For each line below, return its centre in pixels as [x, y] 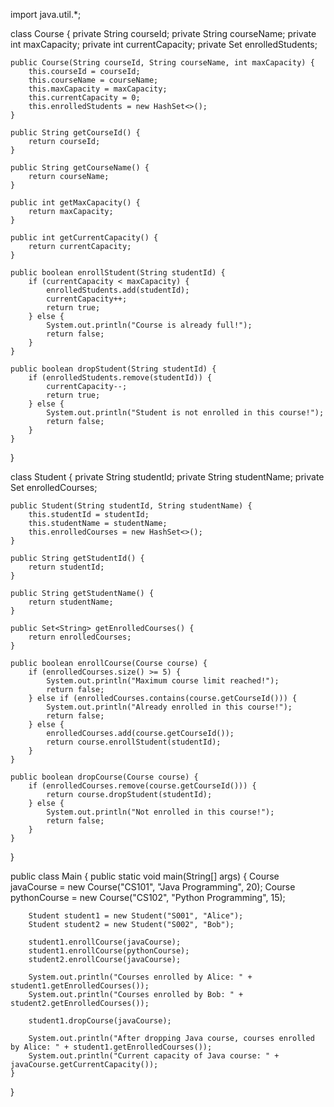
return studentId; [66, 567]
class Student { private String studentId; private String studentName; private [167, 477]
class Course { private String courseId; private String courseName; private [163, 33]
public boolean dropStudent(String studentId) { [113, 369]
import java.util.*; [46, 14]
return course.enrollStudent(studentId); [134, 742]
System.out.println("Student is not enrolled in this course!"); [185, 413]
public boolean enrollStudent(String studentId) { [118, 273]
